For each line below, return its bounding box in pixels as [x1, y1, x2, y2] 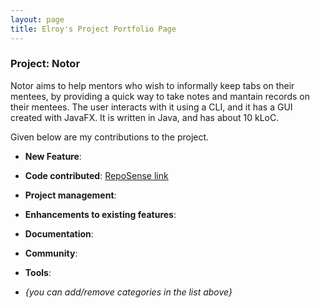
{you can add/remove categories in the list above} [24, 286, 233, 298]
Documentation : [24, 227, 94, 240]
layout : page [10, 14, 65, 25]
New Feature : [24, 150, 82, 162]
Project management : [24, 189, 117, 201]
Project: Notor [10, 57, 81, 71]
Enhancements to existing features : [24, 208, 177, 220]
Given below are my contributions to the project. [10, 131, 210, 143]
